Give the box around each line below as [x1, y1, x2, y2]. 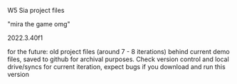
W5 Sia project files [7, 6, 65, 14]
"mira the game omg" [7, 20, 70, 28]
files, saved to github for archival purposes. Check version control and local [7, 55, 229, 63]
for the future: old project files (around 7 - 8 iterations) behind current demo [7, 48, 230, 56]
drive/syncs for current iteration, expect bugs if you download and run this [7, 63, 226, 70]
